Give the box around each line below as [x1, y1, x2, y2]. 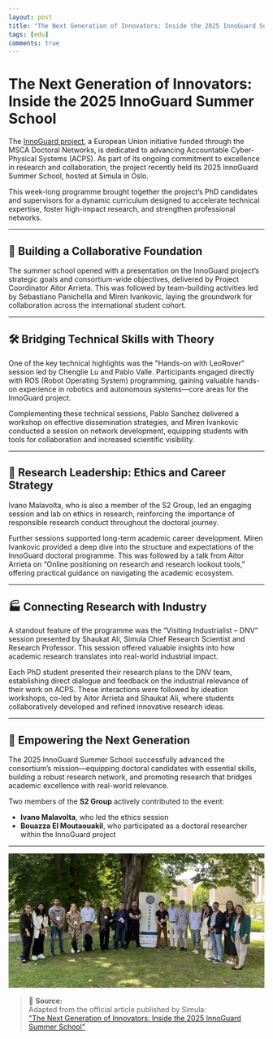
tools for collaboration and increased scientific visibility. [8, 434, 195, 444]
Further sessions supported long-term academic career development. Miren [8, 533, 263, 543]
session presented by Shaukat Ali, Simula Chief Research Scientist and [8, 634, 245, 644]
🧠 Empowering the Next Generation [8, 733, 191, 747]
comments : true [8, 39, 60, 47]
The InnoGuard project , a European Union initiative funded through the [8, 137, 245, 147]
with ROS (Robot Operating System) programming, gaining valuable [8, 375, 234, 385]
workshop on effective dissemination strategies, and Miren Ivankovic [8, 417, 239, 427]
